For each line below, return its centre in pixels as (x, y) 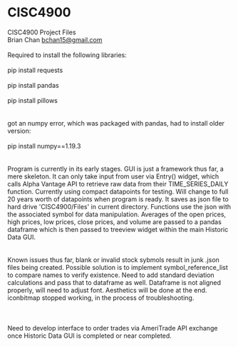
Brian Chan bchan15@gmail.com (55, 39)
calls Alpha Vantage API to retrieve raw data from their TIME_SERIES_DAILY (118, 183)
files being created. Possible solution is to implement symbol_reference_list (118, 267)
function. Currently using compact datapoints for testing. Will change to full (118, 191)
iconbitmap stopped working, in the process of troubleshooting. (101, 298)
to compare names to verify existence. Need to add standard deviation (111, 275)
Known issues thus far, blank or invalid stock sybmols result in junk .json (113, 260)
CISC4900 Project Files (42, 32)
